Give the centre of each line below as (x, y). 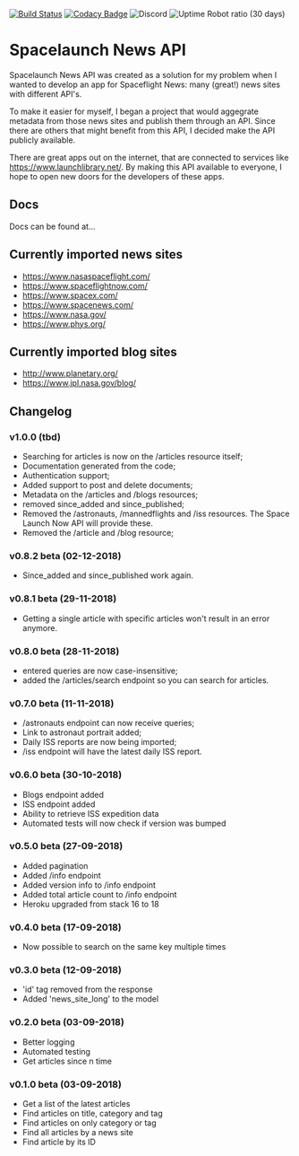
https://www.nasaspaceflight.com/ (86, 276)
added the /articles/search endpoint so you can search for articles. (145, 680)
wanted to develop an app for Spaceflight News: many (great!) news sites (145, 84)
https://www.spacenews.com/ (78, 304)
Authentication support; (66, 476)
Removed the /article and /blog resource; (98, 533)
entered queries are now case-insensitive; (100, 670)
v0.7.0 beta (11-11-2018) (62, 703)
